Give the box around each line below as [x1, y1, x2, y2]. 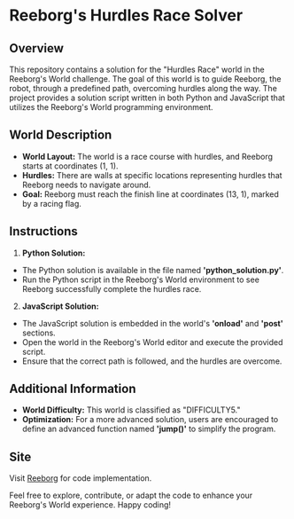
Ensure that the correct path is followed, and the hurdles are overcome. [21, 356, 282, 366]
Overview [9, 41, 65, 56]
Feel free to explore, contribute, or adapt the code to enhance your [9, 490, 253, 501]
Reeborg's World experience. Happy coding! [9, 499, 171, 510]
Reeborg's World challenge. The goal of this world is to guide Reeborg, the [9, 74, 282, 84]
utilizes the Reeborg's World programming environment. [9, 102, 214, 112]
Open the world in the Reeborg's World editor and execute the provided [21, 336, 283, 347]
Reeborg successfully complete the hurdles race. [21, 283, 202, 294]
